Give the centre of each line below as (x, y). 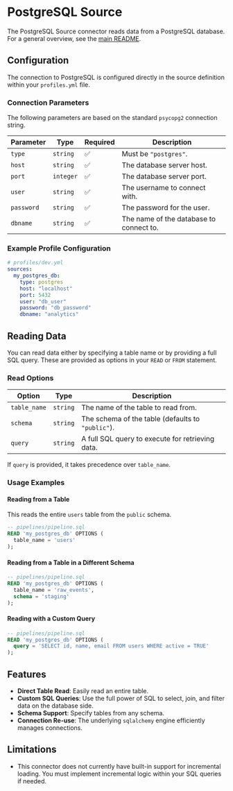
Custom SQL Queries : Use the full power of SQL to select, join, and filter (121, 699)
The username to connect (164, 188)
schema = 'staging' (42, 596)
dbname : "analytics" (49, 314)
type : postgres (42, 282)
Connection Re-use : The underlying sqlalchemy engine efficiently (111, 721)
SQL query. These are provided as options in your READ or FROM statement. (112, 360)
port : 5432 (35, 295)
